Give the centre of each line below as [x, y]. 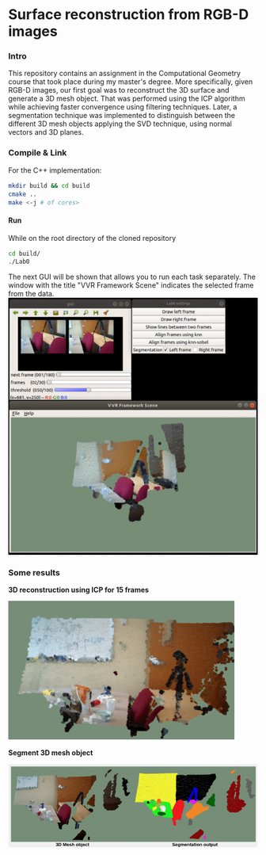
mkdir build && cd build [49, 185]
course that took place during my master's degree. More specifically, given [131, 82]
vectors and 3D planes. [46, 132]
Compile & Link [38, 153]
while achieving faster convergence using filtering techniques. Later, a [123, 107]
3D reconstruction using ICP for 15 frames [78, 590]
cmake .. [23, 194]
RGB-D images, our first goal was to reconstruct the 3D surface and [119, 90]
